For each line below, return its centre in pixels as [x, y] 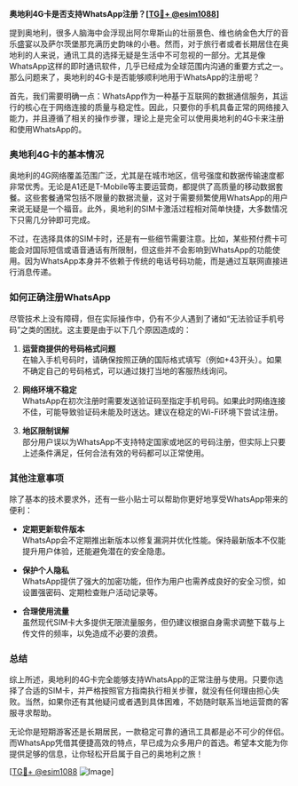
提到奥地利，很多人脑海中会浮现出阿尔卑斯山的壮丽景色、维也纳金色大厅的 [145, 33]
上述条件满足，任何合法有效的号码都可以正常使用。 [115, 453]
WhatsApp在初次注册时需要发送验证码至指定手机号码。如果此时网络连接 [154, 401]
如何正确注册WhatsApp [60, 298]
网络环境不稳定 [49, 389]
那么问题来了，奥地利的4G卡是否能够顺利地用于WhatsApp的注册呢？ [135, 77]
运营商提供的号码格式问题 [69, 348]
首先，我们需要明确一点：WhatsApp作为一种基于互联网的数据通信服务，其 [145, 96]
